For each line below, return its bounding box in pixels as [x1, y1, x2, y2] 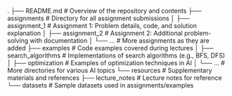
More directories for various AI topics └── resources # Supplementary [7, 67, 212, 74]
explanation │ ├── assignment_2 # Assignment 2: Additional [7, 29, 183, 37]
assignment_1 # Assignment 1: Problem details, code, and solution [7, 22, 197, 29]
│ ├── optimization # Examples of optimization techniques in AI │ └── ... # [7, 59, 225, 67]
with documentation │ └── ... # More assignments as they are [30, 36, 210, 45]
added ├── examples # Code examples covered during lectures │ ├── [7, 44, 214, 52]
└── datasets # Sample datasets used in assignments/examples [7, 81, 194, 89]
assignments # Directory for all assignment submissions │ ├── [7, 14, 190, 22]
